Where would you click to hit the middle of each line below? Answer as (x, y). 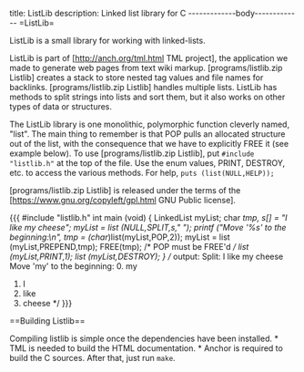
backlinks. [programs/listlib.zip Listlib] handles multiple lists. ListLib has (143, 87)
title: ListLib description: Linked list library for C (98, 13)
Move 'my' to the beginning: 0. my (74, 266)
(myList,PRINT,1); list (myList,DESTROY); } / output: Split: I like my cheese (147, 256)
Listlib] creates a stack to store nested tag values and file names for (137, 77)
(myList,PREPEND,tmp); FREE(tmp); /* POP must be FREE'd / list (129, 247)
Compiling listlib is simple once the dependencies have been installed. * (144, 338)
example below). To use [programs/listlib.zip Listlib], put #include (132, 153)
